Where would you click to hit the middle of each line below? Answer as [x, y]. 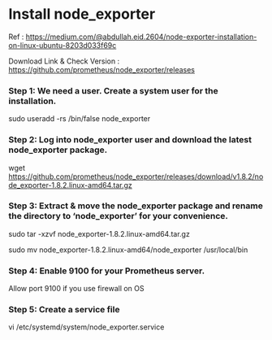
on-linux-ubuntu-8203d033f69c [63, 45]
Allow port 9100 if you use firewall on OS [76, 289]
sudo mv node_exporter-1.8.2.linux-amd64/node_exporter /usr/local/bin [128, 250]
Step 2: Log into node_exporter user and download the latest [130, 140]
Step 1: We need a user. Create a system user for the [113, 90]
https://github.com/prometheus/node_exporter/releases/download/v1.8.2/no [136, 177]
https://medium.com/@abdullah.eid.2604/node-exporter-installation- [141, 37]
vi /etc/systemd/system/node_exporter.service [86, 327]
